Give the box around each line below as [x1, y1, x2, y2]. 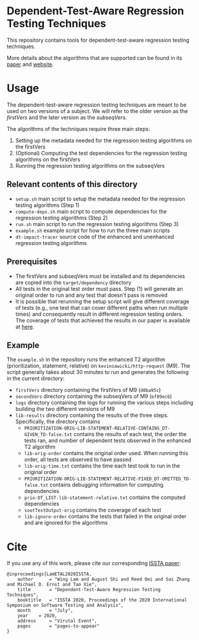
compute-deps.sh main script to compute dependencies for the [15, 208, 167, 215]
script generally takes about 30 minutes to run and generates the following [7, 369, 189, 376]
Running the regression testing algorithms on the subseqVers [15, 162, 165, 169]
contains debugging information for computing [49, 481, 163, 488]
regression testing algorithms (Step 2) [15, 214, 108, 221]
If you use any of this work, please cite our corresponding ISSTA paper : [7, 560, 181, 567]
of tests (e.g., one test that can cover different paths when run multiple [15, 304, 188, 311]
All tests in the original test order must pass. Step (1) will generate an [15, 285, 183, 292]
